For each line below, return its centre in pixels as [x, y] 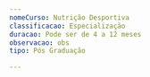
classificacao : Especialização [67, 26]
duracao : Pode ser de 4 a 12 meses [75, 34]
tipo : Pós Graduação [48, 51]
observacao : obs [39, 43]
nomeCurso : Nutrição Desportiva [69, 17]
